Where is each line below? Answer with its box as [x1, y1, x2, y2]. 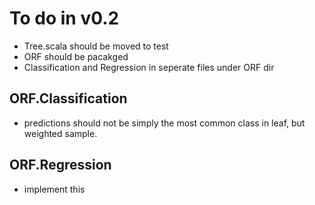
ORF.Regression [9, 157, 112, 174]
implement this [23, 183, 86, 195]
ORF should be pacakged [23, 50, 129, 62]
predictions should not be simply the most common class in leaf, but [23, 117, 306, 129]
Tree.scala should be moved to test [23, 40, 169, 52]
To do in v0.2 [9, 7, 120, 30]
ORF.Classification [9, 90, 128, 107]
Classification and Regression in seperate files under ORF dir [23, 61, 275, 73]
